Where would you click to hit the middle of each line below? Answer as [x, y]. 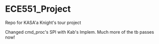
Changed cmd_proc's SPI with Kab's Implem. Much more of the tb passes [80, 32]
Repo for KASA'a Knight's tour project [43, 22]
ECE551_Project [38, 9]
